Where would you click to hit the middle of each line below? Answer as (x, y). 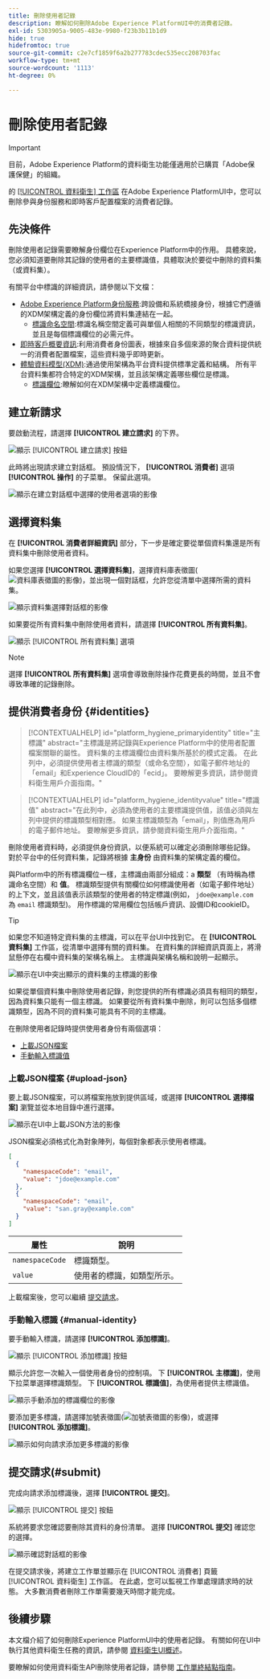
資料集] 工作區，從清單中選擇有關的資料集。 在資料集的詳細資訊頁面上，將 (131, 947)
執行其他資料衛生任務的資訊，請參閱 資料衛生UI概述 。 (98, 1650)
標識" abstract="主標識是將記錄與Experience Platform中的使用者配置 (141, 742)
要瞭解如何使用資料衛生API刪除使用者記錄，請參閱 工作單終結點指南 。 (124, 1667)
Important (25, 147)
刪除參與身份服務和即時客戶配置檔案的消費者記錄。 (93, 201)
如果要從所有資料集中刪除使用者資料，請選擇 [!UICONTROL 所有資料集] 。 (130, 624)
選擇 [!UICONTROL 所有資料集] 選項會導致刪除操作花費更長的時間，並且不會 (135, 674)
